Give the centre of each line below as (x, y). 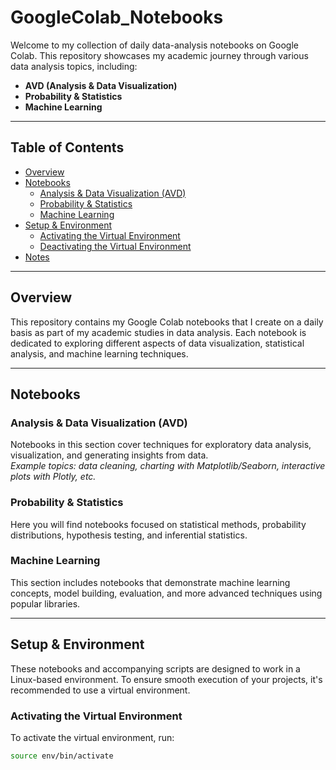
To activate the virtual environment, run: (92, 737)
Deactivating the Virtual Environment (115, 246)
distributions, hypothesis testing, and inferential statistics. (129, 535)
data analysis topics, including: (74, 66)
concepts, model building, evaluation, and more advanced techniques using (166, 593)
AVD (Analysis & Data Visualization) (101, 85)
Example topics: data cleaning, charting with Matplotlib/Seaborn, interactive (168, 466)
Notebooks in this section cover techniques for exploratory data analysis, (161, 445)
